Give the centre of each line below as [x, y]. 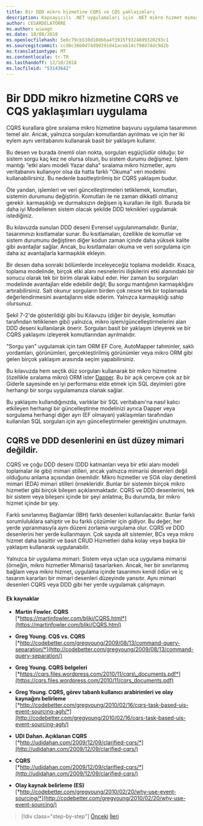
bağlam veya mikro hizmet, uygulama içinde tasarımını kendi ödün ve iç [95, 572]
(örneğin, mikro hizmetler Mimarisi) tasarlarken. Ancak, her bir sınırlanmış [98, 565]
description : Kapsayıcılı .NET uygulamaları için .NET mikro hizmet [94, 18]
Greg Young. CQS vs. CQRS [50, 636]
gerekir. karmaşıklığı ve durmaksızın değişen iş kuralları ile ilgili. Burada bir [98, 203]
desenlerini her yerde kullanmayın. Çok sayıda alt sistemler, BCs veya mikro [100, 535]
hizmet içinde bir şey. [33, 503]
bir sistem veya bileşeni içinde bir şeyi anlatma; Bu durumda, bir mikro [93, 497]
